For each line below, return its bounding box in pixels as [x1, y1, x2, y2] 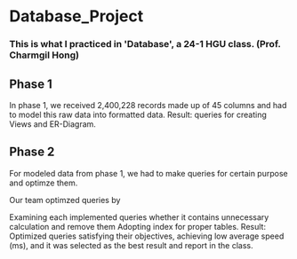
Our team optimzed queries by [9, 194, 121, 205]
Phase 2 [9, 145, 55, 160]
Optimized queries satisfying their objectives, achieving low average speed [9, 231, 285, 241]
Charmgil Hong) [9, 49, 80, 61]
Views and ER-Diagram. [9, 118, 96, 129]
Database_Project [9, 6, 144, 27]
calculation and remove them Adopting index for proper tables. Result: [9, 221, 267, 232]
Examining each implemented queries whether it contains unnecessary [9, 211, 269, 223]
